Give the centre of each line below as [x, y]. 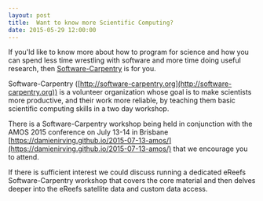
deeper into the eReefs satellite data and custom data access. [108, 189]
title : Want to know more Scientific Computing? [91, 23]
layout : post [29, 15]
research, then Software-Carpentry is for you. [82, 69]
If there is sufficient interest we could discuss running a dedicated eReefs [127, 172]
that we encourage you [210, 149]
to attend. [24, 157]
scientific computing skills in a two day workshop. [89, 109]
